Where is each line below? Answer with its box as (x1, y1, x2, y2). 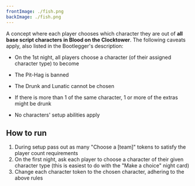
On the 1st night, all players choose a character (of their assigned (14, 54, 172, 61)
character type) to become (14, 59, 79, 67)
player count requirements (14, 150, 79, 157)
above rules (14, 174, 43, 181)
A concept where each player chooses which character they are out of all (6, 30, 183, 37)
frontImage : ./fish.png (6, 8, 64, 15)
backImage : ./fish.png (6, 14, 61, 20)
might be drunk (14, 100, 51, 107)
